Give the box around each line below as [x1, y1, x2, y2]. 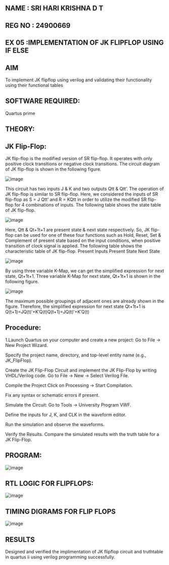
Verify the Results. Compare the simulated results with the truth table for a [5, 431, 159, 437]
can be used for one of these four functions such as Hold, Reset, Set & [14, 232, 161, 238]
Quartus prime [5, 110, 35, 116]
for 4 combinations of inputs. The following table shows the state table [14, 202, 161, 208]
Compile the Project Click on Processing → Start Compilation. [5, 382, 133, 388]
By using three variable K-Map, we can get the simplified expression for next [5, 268, 164, 274]
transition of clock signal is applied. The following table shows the [5, 243, 142, 249]
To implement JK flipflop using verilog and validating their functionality [5, 77, 152, 83]
